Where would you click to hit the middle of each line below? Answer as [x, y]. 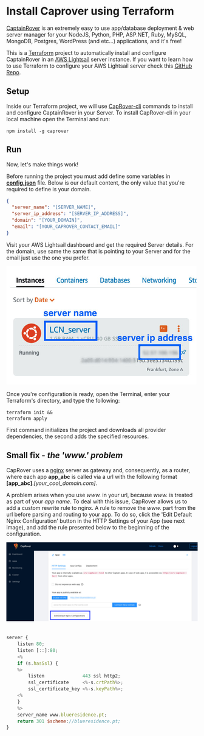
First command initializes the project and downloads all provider [86, 430]
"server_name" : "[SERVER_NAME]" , [54, 207]
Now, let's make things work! [42, 164]
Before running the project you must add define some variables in [88, 176]
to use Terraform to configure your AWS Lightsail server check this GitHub [99, 66]
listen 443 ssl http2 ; [74, 676]
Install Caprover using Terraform [90, 11]
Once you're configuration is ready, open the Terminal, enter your [88, 394]
